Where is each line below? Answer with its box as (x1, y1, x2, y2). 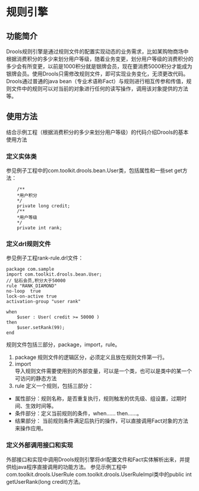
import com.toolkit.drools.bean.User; (6, 271, 102, 277)
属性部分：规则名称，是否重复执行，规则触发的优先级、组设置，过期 (14, 395, 182, 402)
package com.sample (6, 266, 55, 273)
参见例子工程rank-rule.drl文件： (6, 254, 84, 262)
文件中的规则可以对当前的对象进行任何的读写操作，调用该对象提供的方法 (11, 85, 188, 92)
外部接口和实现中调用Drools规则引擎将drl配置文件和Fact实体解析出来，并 (6, 456, 185, 463)
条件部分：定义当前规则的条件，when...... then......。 (14, 410, 143, 417)
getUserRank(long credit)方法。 (6, 478, 84, 485)
